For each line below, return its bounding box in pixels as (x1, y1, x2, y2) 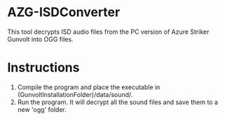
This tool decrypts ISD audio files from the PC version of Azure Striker (7, 27, 210, 36)
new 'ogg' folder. (17, 105, 67, 113)
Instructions (7, 60, 80, 76)
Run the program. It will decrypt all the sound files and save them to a (17, 98, 219, 106)
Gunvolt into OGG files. (7, 34, 74, 43)
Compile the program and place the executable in (17, 82, 161, 91)
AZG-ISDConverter (7, 4, 121, 20)
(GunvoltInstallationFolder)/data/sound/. (17, 90, 133, 98)
